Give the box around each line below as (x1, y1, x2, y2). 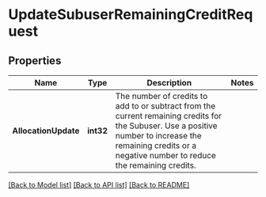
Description (146, 78, 192, 88)
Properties (8, 54, 62, 67)
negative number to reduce (115, 150, 216, 161)
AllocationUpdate (12, 125, 80, 136)
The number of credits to (115, 91, 208, 101)
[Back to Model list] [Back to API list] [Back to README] (8, 180, 190, 189)
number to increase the (115, 131, 202, 141)
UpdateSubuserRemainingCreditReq (8, 6, 253, 24)
